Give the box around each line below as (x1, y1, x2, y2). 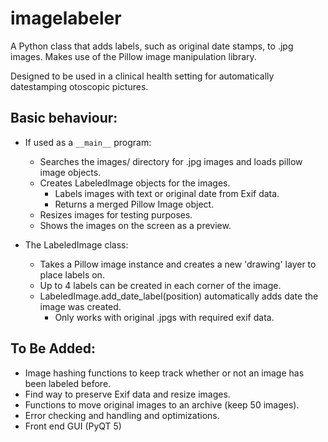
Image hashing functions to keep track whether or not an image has (24, 367, 305, 379)
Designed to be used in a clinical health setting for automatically (10, 70, 275, 82)
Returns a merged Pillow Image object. (54, 198, 215, 210)
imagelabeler (10, 7, 122, 30)
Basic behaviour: (10, 110, 118, 127)
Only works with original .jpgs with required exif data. (54, 311, 275, 323)
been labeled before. (24, 377, 112, 389)
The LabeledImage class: (24, 238, 129, 251)
